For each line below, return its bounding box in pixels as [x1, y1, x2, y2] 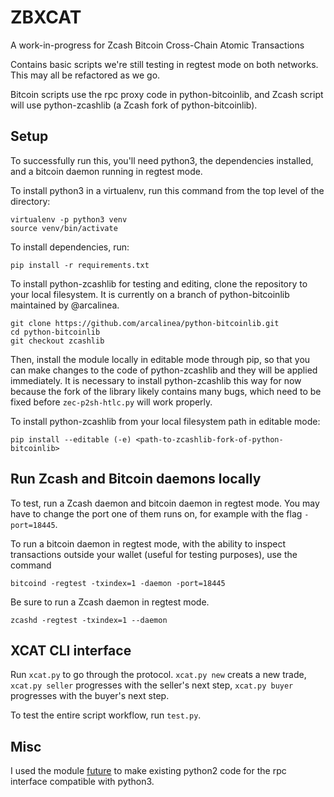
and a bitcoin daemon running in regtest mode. [10, 165, 203, 177]
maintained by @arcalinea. [10, 299, 120, 311]
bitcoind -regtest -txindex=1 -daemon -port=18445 [10, 578, 226, 588]
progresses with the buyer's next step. [10, 690, 170, 702]
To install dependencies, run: [10, 241, 130, 253]
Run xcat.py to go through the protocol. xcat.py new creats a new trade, [10, 669, 307, 681]
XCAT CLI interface [10, 642, 132, 659]
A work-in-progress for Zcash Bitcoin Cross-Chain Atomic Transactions [10, 39, 305, 51]
